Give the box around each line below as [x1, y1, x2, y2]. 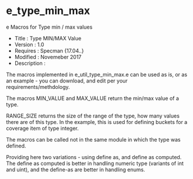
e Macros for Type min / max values [6, 23, 92, 30]
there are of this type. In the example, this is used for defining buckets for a [6, 118, 188, 125]
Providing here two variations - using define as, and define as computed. [6, 153, 182, 160]
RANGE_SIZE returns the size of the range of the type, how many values [6, 112, 180, 119]
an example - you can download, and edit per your [6, 77, 128, 84]
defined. [6, 142, 26, 149]
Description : [14, 60, 46, 67]
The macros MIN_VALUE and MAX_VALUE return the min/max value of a [6, 95, 180, 102]
